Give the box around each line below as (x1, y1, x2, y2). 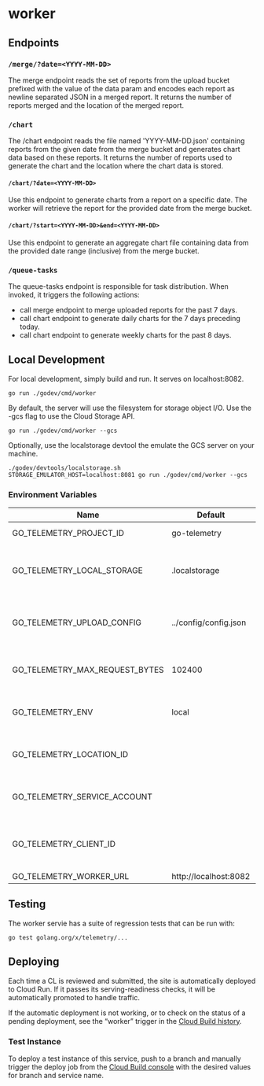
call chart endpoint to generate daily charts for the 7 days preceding (19, 313, 241, 323)
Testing (8, 898, 46, 911)
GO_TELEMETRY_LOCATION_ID (12, 748, 129, 759)
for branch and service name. (8, 1070, 104, 1080)
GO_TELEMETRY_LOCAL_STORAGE (12, 564, 143, 575)
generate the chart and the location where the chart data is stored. (8, 161, 224, 171)
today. (19, 322, 41, 331)
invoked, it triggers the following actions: (8, 290, 140, 299)
